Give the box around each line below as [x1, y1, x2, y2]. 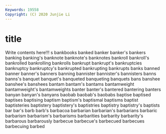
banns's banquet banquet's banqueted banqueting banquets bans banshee [5, 76, 161, 82]
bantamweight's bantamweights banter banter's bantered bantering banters [5, 86, 161, 92]
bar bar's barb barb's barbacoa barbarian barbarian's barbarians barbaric [5, 108, 158, 114]
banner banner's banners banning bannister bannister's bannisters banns [5, 70, 157, 77]
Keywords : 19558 [5, 7, 39, 12]
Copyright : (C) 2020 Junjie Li [5, 12, 70, 17]
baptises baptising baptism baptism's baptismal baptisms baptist [5, 97, 139, 103]
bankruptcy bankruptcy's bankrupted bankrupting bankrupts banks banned [5, 66, 161, 71]
